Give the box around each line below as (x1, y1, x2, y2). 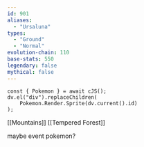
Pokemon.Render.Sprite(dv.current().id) (19, 100, 138, 107)
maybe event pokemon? (7, 132, 76, 140)
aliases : (7, 17, 33, 24)
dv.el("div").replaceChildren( (7, 93, 98, 101)
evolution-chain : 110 (7, 49, 70, 56)
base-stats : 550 (7, 56, 54, 63)
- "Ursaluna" (13, 23, 51, 30)
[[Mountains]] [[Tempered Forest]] (7, 118, 106, 126)
